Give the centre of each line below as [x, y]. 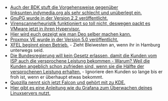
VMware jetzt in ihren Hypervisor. [45, 29]
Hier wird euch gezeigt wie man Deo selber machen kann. [71, 34]
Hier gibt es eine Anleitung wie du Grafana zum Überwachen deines [81, 88]
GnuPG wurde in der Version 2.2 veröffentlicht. [59, 18]
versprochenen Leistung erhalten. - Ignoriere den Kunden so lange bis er [86, 72]
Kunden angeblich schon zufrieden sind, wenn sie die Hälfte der [77, 66]
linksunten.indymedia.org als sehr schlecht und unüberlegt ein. [76, 13]
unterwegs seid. [27, 50]
